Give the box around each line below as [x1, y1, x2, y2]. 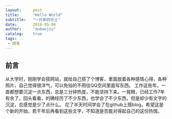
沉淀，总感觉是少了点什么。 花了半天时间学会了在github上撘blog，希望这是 [5, 101, 164, 108]
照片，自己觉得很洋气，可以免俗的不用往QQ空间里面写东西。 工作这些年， [5, 82, 162, 88]
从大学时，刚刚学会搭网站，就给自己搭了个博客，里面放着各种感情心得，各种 [5, 75, 167, 82]
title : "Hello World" [5, 12, 63, 17]
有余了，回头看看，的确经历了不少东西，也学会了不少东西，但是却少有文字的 [5, 95, 167, 101]
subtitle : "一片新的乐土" [5, 17, 60, 22]
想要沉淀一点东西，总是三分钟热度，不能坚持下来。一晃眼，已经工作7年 [14, 88, 165, 95]
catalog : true [5, 31, 42, 36]
